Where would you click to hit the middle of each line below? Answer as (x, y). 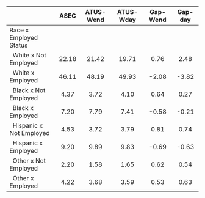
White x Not (30, 55)
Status (19, 45)
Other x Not (29, 160)
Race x (19, 30)
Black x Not (29, 90)
